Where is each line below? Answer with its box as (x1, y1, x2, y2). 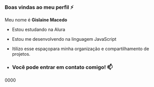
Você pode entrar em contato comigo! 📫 (11, 64, 113, 71)
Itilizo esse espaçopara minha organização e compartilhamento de (11, 46, 149, 52)
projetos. (11, 51, 30, 57)
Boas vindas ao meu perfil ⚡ (4, 3, 74, 10)
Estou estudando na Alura (11, 26, 65, 33)
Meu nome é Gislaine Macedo (4, 17, 67, 23)
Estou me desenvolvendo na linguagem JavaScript (11, 36, 116, 42)
